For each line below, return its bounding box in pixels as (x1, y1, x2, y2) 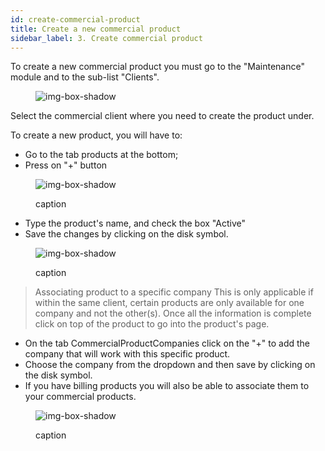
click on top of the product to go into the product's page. (34, 318, 270, 330)
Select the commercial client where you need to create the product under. (10, 110, 315, 122)
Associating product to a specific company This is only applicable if (34, 286, 314, 298)
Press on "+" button (24, 159, 108, 171)
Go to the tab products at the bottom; (24, 149, 179, 161)
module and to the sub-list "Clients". (10, 71, 160, 83)
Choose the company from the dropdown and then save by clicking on (24, 359, 316, 371)
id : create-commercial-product (10, 14, 141, 25)
